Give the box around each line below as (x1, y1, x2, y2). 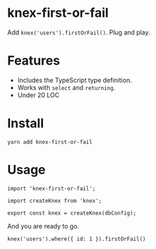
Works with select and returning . (17, 83, 116, 92)
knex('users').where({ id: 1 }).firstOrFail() (7, 235, 146, 243)
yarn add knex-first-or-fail (7, 138, 93, 145)
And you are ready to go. (7, 222, 79, 230)
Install (7, 116, 44, 131)
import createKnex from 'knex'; (7, 197, 102, 204)
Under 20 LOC (17, 90, 60, 99)
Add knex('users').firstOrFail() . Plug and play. (7, 28, 150, 36)
